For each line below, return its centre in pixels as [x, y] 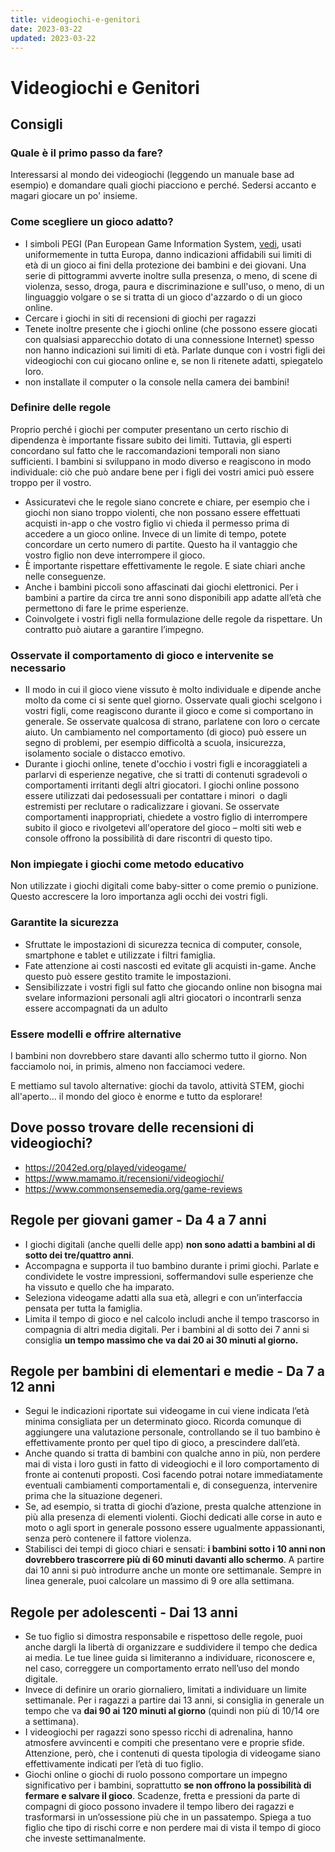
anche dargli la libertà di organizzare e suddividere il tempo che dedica [171, 1647]
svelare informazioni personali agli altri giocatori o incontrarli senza [163, 997]
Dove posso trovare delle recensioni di [132, 1127]
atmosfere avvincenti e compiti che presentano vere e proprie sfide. [164, 1743]
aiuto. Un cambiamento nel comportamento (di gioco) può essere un [165, 732]
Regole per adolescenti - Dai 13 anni [124, 1612]
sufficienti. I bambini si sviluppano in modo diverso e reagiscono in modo [161, 461]
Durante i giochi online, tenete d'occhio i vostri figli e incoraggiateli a [166, 764]
